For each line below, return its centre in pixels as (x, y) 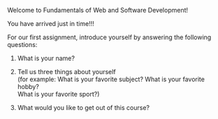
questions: (22, 44)
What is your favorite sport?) (58, 94)
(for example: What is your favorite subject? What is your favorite (111, 79)
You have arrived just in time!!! (51, 23)
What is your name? (46, 58)
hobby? (28, 86)
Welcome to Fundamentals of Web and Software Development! (98, 10)
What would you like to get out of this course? (83, 107)
